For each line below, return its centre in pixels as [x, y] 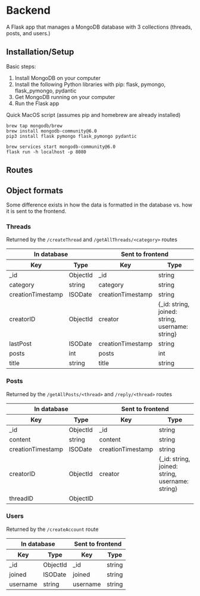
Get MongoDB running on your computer [65, 97]
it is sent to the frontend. [36, 211]
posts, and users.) [28, 33]
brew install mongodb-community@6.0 [51, 131]
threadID [21, 498]
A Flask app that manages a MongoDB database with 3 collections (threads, [99, 27]
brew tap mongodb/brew [34, 126]
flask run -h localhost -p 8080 [46, 152]
